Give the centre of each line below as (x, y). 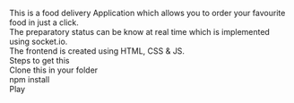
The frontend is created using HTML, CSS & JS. (97, 51)
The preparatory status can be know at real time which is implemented (140, 32)
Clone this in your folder (54, 70)
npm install (30, 79)
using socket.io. (39, 41)
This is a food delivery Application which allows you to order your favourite (147, 13)
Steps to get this (39, 60)
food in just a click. (44, 22)
